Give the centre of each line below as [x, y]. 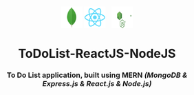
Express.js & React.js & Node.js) [97, 84]
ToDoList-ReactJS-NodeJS [97, 54]
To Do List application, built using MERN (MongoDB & [97, 75]
